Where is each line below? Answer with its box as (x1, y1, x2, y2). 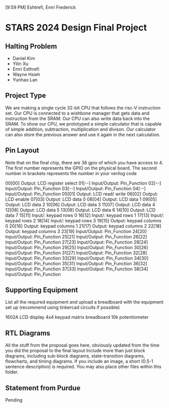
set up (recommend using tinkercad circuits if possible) (5, 305, 120, 311)
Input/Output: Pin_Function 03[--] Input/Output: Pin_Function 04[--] (5, 185, 146, 191)
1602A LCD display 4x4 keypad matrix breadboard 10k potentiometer (5, 314, 149, 320)
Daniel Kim (12, 55, 35, 61)
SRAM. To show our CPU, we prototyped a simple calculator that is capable (5, 121, 162, 127)
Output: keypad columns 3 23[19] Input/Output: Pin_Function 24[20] (5, 228, 147, 234)
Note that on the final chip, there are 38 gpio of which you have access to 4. (5, 159, 163, 165)
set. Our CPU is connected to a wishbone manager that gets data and (5, 110, 150, 116)
